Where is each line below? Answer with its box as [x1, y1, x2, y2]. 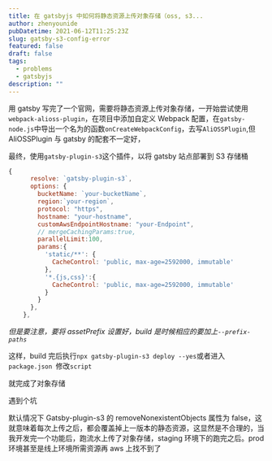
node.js [8, 125, 35, 133]
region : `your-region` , [37, 198, 114, 206]
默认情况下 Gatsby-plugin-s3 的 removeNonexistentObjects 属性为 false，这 [8, 413, 262, 423]
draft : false [8, 50, 53, 58]
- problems [15, 65, 53, 73]
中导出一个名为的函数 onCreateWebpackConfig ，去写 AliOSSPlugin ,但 [33, 124, 256, 133]
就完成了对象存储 [8, 379, 66, 388]
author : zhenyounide [8, 20, 79, 28]
